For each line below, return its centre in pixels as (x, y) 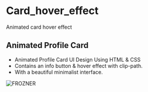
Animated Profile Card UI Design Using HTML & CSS (78, 59)
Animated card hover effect (39, 27)
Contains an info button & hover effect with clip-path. (78, 66)
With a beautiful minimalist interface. (59, 72)
